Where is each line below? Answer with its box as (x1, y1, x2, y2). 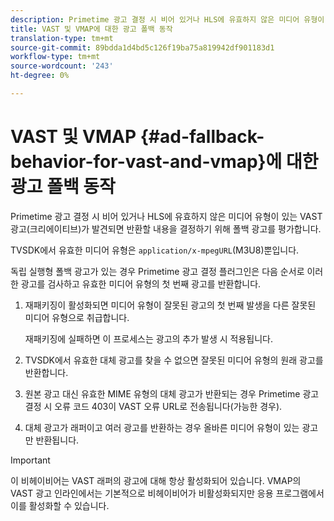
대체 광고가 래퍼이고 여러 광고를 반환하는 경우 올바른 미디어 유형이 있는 (24, 421, 300, 433)
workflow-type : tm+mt (10, 52, 101, 62)
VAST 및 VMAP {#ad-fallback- (10, 126, 265, 148)
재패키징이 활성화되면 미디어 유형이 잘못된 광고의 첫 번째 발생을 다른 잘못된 (24, 299, 317, 311)
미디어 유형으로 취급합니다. (24, 311, 130, 323)
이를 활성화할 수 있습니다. (10, 499, 110, 511)
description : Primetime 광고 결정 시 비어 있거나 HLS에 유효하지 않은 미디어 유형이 (10, 14, 325, 25)
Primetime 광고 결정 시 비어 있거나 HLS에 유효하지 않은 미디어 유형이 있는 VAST (10, 210, 323, 222)
